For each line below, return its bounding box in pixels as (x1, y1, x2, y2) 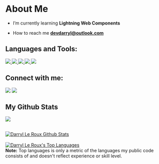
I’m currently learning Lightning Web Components (12, 20, 121, 26)
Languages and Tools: (5, 44, 78, 54)
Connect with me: (5, 74, 64, 82)
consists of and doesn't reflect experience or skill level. (5, 153, 122, 159)
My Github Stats (5, 103, 58, 111)
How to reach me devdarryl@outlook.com (12, 30, 104, 36)
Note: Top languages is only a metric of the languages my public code (5, 148, 154, 154)
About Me (5, 3, 48, 15)
